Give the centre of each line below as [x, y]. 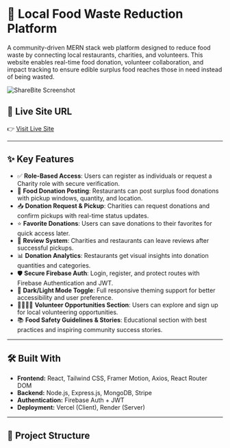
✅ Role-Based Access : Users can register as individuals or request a [114, 176]
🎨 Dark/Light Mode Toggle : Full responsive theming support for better [116, 290]
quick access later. [43, 233]
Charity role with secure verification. [68, 183]
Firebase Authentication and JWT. [65, 283]
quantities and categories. [54, 265]
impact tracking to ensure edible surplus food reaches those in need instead [115, 69]
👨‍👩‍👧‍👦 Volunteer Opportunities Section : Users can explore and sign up [118, 305]
